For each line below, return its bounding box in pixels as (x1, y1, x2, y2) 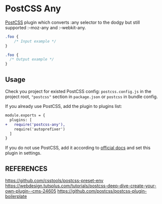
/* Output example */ (9, 57, 54, 62)
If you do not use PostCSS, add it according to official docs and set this (5, 145, 151, 151)
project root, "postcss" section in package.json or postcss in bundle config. (5, 94, 158, 100)
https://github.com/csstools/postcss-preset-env (5, 178, 104, 184)
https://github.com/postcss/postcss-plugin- (57, 188, 147, 194)
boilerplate (5, 194, 27, 200)
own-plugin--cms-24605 (5, 188, 56, 194)
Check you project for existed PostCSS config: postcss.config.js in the (5, 89, 152, 94)
